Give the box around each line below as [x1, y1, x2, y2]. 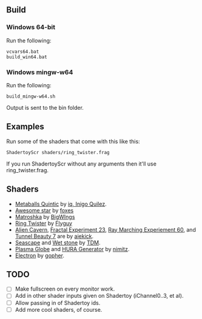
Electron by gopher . [15, 252, 65, 259]
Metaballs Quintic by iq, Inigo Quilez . [15, 200, 107, 207]
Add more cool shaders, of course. [15, 306, 103, 313]
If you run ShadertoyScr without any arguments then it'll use [6, 160, 157, 167]
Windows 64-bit [6, 23, 56, 32]
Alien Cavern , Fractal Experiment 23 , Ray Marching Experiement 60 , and [15, 226, 196, 233]
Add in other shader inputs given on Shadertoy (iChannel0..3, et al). [15, 292, 184, 300]
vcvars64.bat [6, 49, 39, 55]
